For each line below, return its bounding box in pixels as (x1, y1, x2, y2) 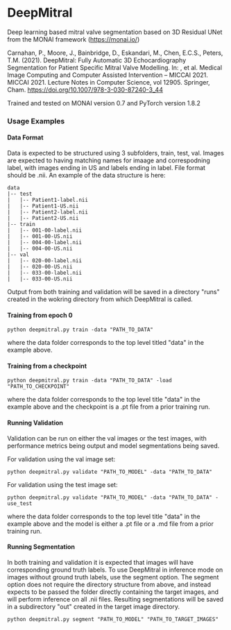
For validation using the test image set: (7, 480, 118, 488)
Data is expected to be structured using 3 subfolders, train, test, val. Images (7, 149, 224, 157)
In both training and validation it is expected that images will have (7, 558, 194, 566)
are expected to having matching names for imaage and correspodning (7, 156, 210, 164)
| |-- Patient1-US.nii (7, 203, 79, 210)
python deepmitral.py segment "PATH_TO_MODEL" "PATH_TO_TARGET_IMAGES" (7, 615, 219, 622)
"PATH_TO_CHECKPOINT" (7, 383, 70, 390)
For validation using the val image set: (7, 454, 116, 463)
